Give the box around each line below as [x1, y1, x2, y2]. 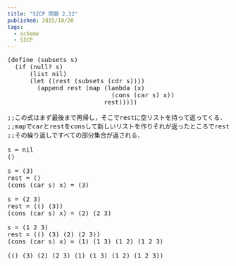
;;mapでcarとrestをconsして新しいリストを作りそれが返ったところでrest [7, 123, 230, 131]
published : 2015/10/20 [7, 17, 74, 24]
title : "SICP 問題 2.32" [7, 10, 78, 18]
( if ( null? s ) [14, 63, 63, 71]
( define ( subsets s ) [7, 56, 79, 64]
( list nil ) [29, 70, 67, 78]
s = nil [7, 146, 34, 154]
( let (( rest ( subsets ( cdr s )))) [29, 77, 145, 85]
